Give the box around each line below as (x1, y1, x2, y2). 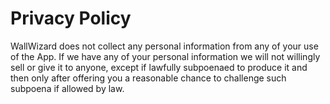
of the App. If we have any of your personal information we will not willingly (10, 50, 321, 62)
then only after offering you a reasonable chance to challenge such (10, 72, 287, 84)
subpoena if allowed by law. (10, 82, 125, 94)
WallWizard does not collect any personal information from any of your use (10, 40, 319, 52)
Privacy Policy (10, 7, 132, 30)
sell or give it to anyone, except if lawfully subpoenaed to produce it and (10, 61, 308, 73)
